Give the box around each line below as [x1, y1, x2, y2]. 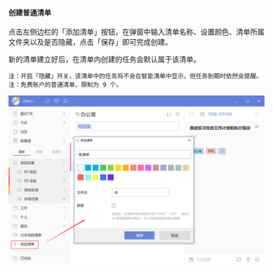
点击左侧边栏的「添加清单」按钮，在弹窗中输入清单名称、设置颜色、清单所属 [8, 27, 265, 37]
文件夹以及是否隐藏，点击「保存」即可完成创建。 [8, 37, 172, 47]
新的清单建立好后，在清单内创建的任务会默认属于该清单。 [8, 54, 201, 64]
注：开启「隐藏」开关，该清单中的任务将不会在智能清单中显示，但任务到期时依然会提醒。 [8, 72, 262, 80]
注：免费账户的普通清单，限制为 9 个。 [8, 81, 123, 89]
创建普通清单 [8, 7, 51, 17]
